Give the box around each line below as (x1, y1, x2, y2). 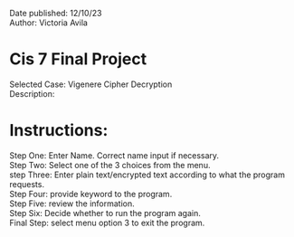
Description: (9, 88, 55, 99)
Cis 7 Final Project (9, 49, 147, 70)
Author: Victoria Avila (9, 17, 89, 28)
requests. (9, 178, 45, 189)
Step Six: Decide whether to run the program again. (9, 207, 201, 218)
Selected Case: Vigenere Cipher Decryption (9, 79, 173, 90)
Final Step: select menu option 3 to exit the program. (9, 217, 205, 228)
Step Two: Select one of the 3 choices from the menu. (9, 159, 211, 170)
